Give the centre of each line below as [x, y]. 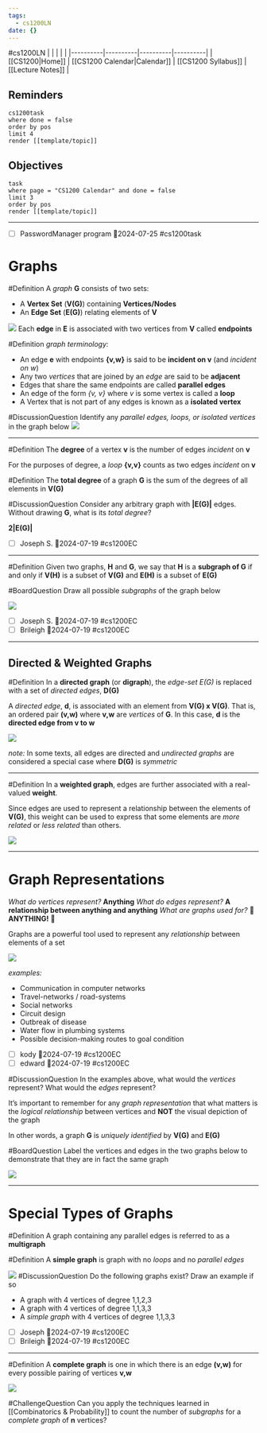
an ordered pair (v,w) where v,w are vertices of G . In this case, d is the [124, 714]
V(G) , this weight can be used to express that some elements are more [124, 817]
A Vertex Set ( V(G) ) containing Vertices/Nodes [98, 304]
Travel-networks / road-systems [73, 996]
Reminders [36, 95]
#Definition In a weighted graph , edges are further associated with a [121, 784]
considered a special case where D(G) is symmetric [93, 761]
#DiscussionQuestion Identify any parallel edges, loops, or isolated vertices [132, 417]
